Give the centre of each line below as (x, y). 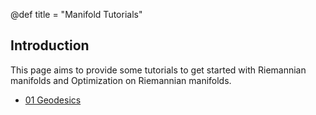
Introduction (50, 45)
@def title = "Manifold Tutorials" (76, 14)
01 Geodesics (53, 100)
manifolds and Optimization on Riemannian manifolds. (121, 80)
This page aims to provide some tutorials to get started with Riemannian (158, 70)
